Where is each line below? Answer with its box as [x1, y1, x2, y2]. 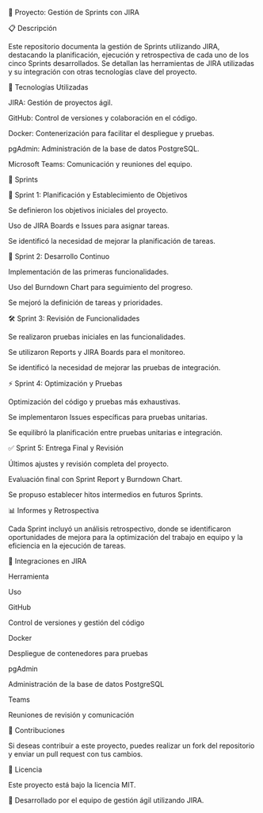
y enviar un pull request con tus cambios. [8, 749, 143, 758]
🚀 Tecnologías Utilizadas [8, 83, 89, 91]
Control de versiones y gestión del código [8, 618, 145, 627]
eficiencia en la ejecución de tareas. [8, 541, 127, 550]
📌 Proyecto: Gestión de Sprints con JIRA [8, 8, 140, 17]
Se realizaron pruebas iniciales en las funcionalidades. [8, 332, 186, 341]
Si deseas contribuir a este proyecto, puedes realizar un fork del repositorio [8, 741, 255, 750]
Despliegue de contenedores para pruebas [8, 649, 148, 658]
